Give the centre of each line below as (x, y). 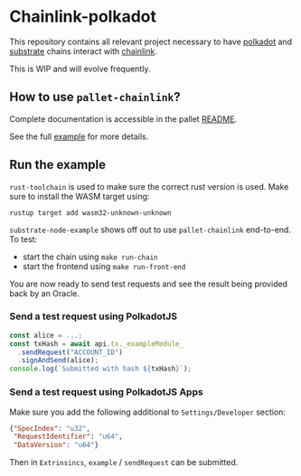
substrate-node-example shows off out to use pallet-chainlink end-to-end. (150, 229)
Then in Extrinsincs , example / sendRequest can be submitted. (124, 462)
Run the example (58, 165)
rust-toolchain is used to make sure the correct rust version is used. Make (149, 186)
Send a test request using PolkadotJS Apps (106, 392)
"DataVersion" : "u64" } (56, 445)
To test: (24, 239)
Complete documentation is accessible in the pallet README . (123, 118)
